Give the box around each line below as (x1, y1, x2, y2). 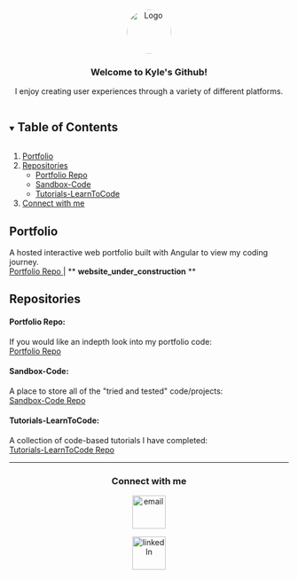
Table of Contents (17, 120, 118, 135)
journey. (9, 256, 39, 267)
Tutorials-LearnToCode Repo (9, 444, 115, 455)
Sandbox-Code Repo (9, 395, 86, 405)
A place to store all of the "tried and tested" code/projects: (9, 386, 223, 396)
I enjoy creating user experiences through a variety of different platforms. (14, 86, 284, 97)
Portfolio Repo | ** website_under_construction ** (9, 266, 197, 277)
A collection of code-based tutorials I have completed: (9, 434, 208, 445)
